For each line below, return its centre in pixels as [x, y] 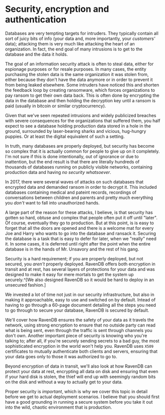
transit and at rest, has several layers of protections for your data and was [80, 269]
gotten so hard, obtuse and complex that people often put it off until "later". [81, 217]
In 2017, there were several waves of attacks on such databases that [74, 182]
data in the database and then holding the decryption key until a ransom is [81, 100]
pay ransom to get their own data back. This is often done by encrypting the [82, 95]
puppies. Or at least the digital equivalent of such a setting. [65, 136]
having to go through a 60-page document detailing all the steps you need [81, 305]
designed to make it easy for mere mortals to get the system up [69, 274]
